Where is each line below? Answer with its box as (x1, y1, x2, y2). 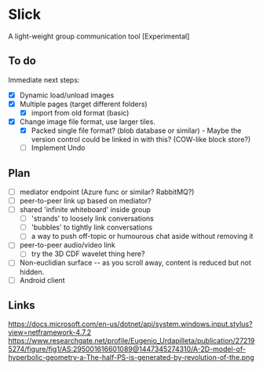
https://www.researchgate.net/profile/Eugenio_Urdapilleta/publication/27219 (8, 336, 255, 346)
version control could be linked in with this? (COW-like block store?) (31, 135, 251, 145)
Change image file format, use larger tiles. (19, 116, 155, 126)
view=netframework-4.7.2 (8, 328, 92, 337)
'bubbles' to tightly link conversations (31, 222, 153, 233)
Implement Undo (31, 143, 86, 152)
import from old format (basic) (31, 108, 130, 117)
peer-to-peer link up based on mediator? (19, 196, 152, 205)
